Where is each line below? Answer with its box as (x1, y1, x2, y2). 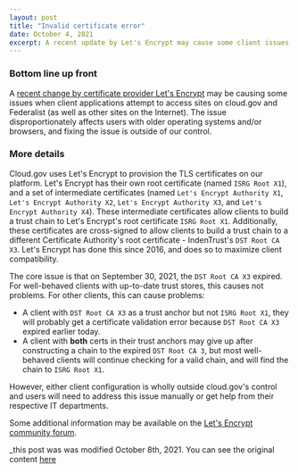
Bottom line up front (9, 68, 98, 80)
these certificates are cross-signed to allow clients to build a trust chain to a (9, 225, 288, 236)
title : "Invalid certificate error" (9, 21, 145, 30)
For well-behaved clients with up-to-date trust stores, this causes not (9, 280, 264, 291)
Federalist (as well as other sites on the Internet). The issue (9, 106, 228, 117)
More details (9, 148, 65, 161)
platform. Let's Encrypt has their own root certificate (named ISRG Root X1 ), (9, 178, 287, 188)
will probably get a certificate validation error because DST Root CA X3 (21, 316, 280, 327)
